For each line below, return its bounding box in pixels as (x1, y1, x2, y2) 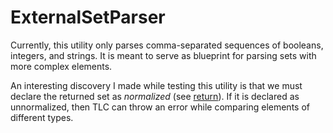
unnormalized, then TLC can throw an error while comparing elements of (10, 101, 310, 113)
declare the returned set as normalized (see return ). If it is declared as (10, 90, 300, 102)
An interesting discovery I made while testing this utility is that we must (10, 79, 303, 91)
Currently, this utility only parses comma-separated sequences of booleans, (10, 39, 324, 51)
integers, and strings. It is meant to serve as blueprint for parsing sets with (10, 49, 317, 61)
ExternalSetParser (10, 6, 166, 29)
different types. (10, 111, 74, 123)
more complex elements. (10, 60, 113, 72)
